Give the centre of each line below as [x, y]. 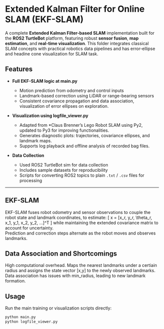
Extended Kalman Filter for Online [75, 9]
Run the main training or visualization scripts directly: [58, 308]
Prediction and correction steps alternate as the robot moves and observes [81, 233]
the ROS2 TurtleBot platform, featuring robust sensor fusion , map [72, 38]
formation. [15, 281]
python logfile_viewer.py [31, 322]
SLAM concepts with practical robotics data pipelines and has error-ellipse [80, 48]
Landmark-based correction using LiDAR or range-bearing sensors [87, 95]
